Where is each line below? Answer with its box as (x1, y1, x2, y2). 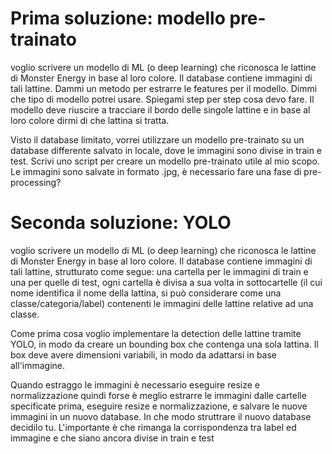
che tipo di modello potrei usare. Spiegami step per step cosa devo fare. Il (10, 93, 315, 105)
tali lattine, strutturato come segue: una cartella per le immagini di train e (10, 265, 309, 277)
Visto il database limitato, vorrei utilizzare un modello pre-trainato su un (10, 133, 305, 146)
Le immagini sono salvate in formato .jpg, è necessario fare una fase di (10, 165, 302, 177)
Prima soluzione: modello (10, 7, 226, 30)
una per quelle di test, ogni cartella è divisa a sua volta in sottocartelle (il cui (10, 276, 323, 288)
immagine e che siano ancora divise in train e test (10, 432, 215, 444)
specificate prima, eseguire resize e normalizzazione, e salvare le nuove (10, 400, 308, 412)
